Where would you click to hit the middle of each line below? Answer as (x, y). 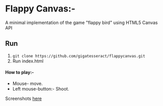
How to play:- (20, 72)
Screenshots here (24, 98)
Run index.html (28, 61)
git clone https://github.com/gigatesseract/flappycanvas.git (79, 56)
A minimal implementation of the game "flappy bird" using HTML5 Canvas (81, 22)
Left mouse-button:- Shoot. (41, 88)
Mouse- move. (28, 83)
